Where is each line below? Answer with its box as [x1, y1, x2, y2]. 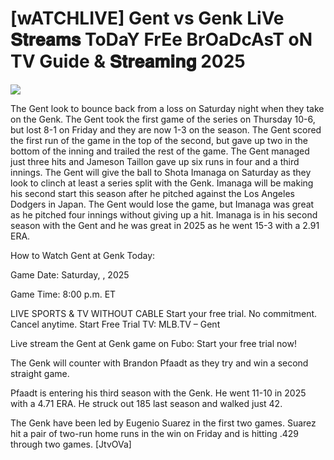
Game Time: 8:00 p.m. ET [10, 288, 117, 300]
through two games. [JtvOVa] [10, 438, 132, 450]
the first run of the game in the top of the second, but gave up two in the [10, 134, 308, 146]
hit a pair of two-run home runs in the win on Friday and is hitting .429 [10, 427, 300, 439]
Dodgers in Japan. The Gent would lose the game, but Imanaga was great [10, 198, 315, 210]
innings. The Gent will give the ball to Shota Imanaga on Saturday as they [10, 166, 312, 178]
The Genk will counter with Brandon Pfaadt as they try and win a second [10, 357, 309, 369]
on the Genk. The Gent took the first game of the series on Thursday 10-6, [10, 113, 316, 125]
